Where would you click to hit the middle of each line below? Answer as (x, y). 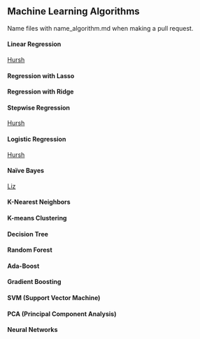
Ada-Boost (23, 266)
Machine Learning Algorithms (73, 12)
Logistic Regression (37, 139)
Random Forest (30, 250)
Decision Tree (28, 234)
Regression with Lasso (41, 75)
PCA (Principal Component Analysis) (62, 314)
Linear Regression (34, 44)
